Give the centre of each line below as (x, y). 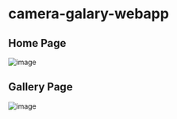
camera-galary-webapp (88, 14)
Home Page (37, 43)
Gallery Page (40, 87)
